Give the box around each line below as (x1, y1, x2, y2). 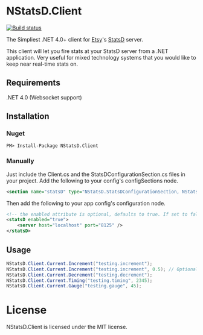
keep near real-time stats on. (6, 60, 79, 67)
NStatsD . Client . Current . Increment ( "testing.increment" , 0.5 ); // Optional (6, 266, 199, 272)
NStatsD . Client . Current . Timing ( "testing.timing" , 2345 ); (6, 277, 153, 284)
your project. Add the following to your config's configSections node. (6, 177, 178, 184)
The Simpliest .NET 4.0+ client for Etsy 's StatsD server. (6, 36, 144, 43)
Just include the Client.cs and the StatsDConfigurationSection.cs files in (6, 171, 185, 178)
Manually (6, 157, 34, 165)
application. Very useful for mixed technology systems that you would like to (6, 54, 196, 61)
